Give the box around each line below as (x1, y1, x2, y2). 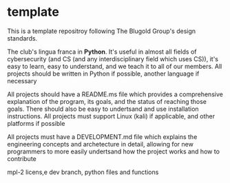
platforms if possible (7, 119, 65, 127)
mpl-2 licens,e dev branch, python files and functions (7, 168, 159, 176)
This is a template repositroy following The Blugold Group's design (7, 27, 196, 35)
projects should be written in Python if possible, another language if (7, 69, 200, 78)
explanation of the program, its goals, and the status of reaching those (7, 97, 207, 105)
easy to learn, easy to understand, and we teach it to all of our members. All (7, 62, 222, 70)
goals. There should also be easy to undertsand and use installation (7, 105, 199, 113)
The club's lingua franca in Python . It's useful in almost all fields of (7, 47, 197, 56)
